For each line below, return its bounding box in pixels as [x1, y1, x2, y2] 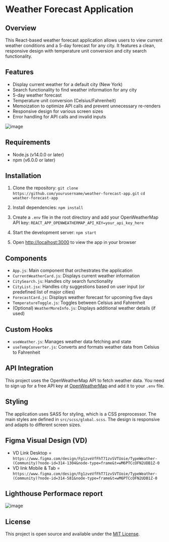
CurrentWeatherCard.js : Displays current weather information [12, 273, 140, 279]
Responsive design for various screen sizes [12, 108, 103, 114]
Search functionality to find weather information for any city [12, 87, 137, 93]
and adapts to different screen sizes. [5, 422, 82, 428]
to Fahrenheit [12, 349, 40, 355]
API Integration [5, 364, 54, 372]
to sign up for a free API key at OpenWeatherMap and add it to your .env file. [5, 383, 164, 389]
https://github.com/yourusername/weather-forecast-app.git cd [12, 191, 145, 196]
